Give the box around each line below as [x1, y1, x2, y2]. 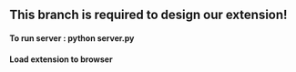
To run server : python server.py [9, 32, 135, 44]
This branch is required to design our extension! [9, 7, 288, 23]
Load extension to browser [9, 54, 113, 65]
